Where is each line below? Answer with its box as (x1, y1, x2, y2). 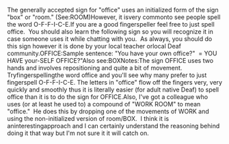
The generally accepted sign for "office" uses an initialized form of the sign (7, 6, 219, 14)
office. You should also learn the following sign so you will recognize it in (7, 27, 213, 35)
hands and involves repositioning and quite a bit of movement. (7, 64, 183, 72)
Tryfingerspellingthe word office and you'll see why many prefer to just (7, 71, 207, 79)
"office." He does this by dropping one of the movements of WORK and (7, 107, 210, 115)
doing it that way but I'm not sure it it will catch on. (7, 129, 149, 137)
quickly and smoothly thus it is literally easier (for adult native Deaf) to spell (7, 85, 219, 93)
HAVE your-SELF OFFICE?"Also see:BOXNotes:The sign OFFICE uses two (7, 57, 214, 64)
